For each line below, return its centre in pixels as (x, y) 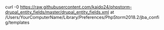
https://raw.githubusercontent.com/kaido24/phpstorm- (76, 7)
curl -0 (12, 7)
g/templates (17, 22)
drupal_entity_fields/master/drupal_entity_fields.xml (57, 12)
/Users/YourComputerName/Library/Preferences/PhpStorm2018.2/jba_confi (82, 17)
